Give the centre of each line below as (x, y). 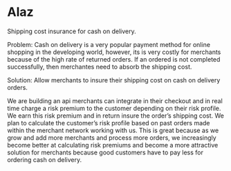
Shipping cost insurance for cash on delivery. (72, 31)
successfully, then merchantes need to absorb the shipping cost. (100, 66)
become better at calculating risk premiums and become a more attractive (113, 145)
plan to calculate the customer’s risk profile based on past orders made (109, 123)
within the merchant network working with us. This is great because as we (113, 130)
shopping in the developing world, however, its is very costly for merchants (114, 52)
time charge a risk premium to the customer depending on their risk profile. (114, 108)
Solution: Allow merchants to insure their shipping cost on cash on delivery (114, 80)
